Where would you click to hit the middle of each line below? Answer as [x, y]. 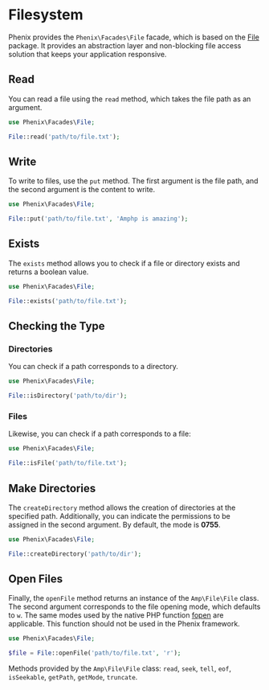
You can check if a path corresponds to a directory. [93, 367]
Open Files [35, 579]
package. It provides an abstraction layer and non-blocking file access [125, 45]
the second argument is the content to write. [82, 190]
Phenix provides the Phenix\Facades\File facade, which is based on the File [134, 37]
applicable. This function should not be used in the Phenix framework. [124, 624]
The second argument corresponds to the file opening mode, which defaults [134, 607]
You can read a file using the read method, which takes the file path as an [130, 99]
